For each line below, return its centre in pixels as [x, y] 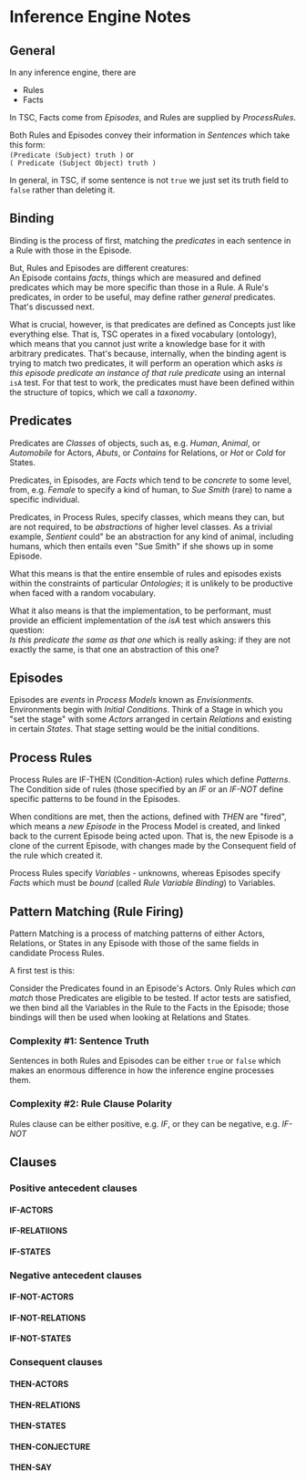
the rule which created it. [56, 856]
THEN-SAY [31, 1467]
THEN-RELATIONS [45, 1405]
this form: [27, 145]
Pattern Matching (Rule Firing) [97, 911]
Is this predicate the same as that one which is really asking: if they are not [150, 640]
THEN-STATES [38, 1426]
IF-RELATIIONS [39, 1231]
